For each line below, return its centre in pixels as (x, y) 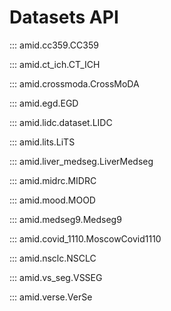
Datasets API (64, 17)
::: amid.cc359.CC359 (54, 45)
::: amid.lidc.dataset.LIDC (61, 122)
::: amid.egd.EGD (44, 103)
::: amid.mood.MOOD (52, 200)
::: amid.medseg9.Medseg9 (65, 219)
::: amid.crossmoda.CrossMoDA (74, 83)
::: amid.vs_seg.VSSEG (56, 277)
